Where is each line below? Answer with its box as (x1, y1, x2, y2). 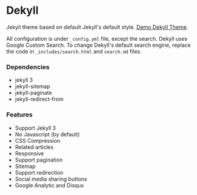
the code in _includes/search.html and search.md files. (6, 47, 142, 55)
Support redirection (14, 169, 64, 176)
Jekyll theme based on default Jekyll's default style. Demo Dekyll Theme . (6, 23, 189, 31)
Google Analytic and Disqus (14, 181, 84, 189)
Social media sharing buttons (14, 175, 87, 182)
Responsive (14, 149, 44, 157)
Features (6, 110, 33, 119)
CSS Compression (14, 137, 61, 144)
